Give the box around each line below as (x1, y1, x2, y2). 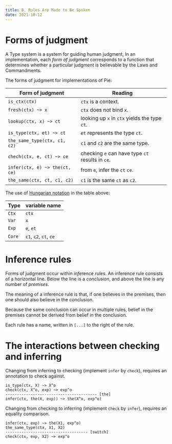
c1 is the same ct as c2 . (80, 177, 137, 184)
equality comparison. (5, 411, 50, 417)
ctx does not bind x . (80, 106, 129, 114)
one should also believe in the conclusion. (5, 297, 94, 303)
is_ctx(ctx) (8, 99, 37, 105)
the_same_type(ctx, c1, (8, 138, 66, 144)
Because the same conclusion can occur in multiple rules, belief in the (5, 306, 154, 313)
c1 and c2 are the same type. (80, 140, 149, 147)
